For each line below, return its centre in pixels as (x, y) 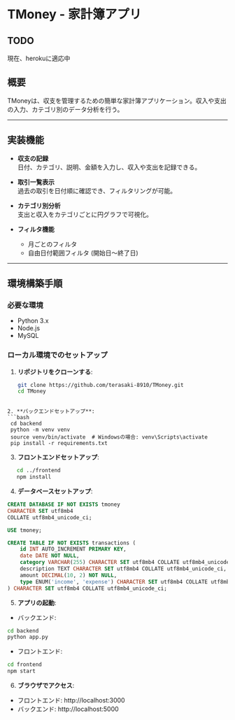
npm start (22, 671)
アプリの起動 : (37, 602)
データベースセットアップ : (55, 491)
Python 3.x (33, 321)
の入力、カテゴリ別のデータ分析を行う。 (65, 109)
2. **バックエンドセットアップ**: (51, 411)
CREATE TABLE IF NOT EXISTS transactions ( (72, 543)
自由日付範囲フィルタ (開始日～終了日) (83, 253)
